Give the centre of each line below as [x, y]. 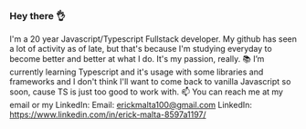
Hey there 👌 [37, 15]
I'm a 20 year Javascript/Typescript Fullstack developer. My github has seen [153, 39]
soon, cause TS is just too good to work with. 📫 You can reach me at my [146, 92]
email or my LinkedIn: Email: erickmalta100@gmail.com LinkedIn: [131, 105]
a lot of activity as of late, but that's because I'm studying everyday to [141, 49]
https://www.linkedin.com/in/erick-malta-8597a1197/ [108, 114]
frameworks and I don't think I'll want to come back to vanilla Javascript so [150, 82]
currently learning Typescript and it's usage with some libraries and [137, 72]
